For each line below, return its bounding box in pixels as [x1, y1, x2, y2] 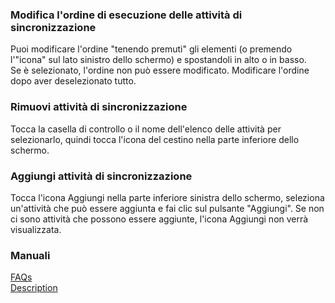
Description [10, 282, 58, 294]
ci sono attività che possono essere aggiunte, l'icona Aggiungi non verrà [10, 213, 309, 225]
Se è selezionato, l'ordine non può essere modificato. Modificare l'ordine [10, 64, 310, 77]
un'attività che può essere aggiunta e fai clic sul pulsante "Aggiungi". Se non [10, 202, 325, 214]
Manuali [10, 248, 51, 262]
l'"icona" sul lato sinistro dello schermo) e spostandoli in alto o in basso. [10, 54, 307, 66]
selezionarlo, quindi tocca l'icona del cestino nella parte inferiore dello [10, 133, 300, 145]
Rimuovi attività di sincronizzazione [10, 100, 188, 114]
